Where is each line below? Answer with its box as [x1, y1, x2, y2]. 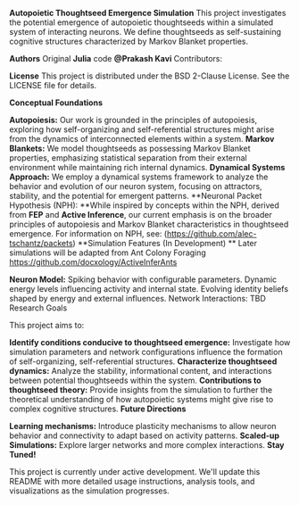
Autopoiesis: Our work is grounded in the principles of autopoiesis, [9, 115, 258, 125]
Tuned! [9, 450, 37, 459]
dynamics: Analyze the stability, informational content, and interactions [9, 366, 272, 376]
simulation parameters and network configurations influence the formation [9, 347, 283, 357]
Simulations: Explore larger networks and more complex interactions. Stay [9, 440, 285, 450]
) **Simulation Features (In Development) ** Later [72, 238, 257, 248]
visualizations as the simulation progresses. [9, 485, 170, 496]
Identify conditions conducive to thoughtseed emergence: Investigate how [9, 337, 291, 347]
